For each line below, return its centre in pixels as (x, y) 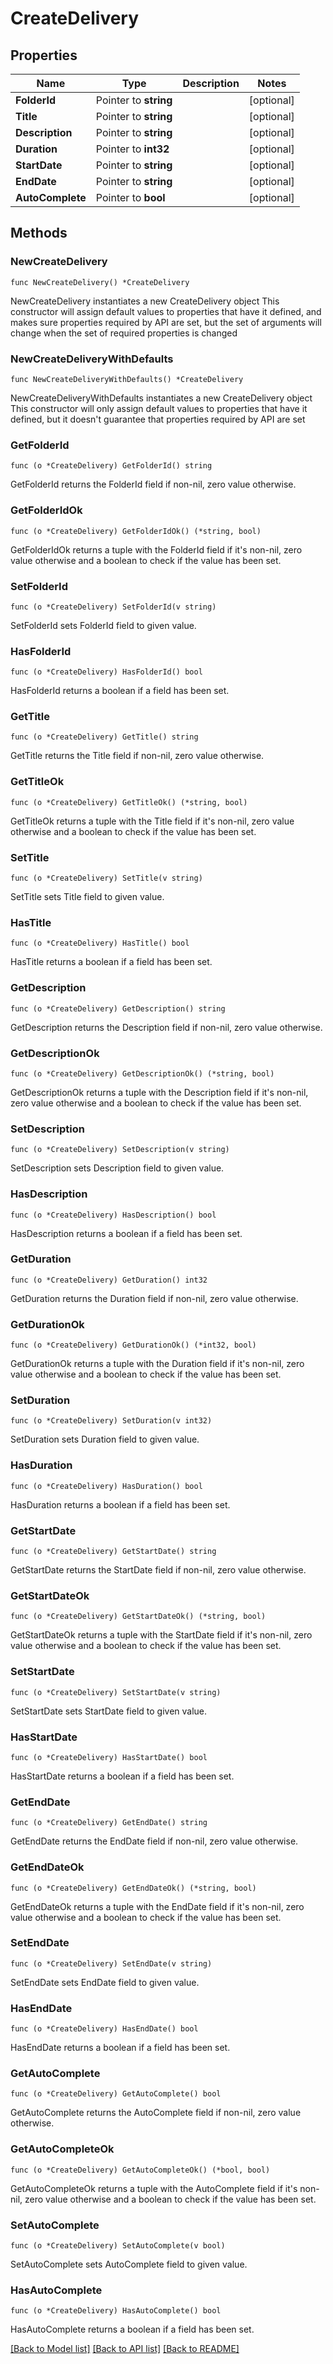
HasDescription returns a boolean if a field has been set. (126, 1233)
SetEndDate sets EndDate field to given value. (105, 1982)
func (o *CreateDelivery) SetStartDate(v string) (116, 1692)
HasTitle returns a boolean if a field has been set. (111, 962)
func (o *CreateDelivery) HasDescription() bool (113, 1215)
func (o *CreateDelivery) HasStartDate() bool (109, 1757)
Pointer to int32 (132, 149)
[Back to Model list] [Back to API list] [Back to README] (125, 2349)
